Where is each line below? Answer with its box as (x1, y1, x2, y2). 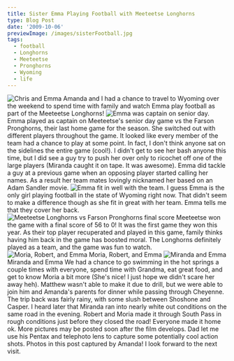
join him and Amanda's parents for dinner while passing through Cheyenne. (7, 288, 225, 296)
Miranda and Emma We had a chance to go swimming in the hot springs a (7, 258, 219, 267)
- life (13, 75, 33, 83)
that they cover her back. (7, 206, 80, 214)
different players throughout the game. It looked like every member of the (7, 132, 219, 140)
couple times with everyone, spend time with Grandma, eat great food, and (7, 265, 223, 274)
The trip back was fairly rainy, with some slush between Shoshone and (7, 295, 211, 304)
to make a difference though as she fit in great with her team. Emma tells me (7, 199, 227, 207)
